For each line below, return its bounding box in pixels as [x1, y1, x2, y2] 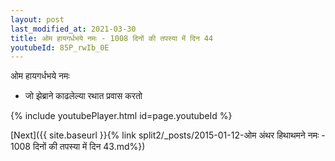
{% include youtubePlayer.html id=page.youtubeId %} [10, 110, 233, 122]
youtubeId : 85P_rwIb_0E [10, 42, 110, 53]
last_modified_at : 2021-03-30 [10, 24, 137, 34]
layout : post [10, 14, 65, 25]
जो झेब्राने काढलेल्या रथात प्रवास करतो [24, 90, 143, 102]
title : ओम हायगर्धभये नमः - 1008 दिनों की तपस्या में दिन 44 [10, 33, 214, 43]
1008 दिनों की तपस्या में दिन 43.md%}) [10, 141, 146, 153]
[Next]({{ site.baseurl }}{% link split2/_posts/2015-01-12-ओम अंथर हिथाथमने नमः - [10, 129, 326, 141]
